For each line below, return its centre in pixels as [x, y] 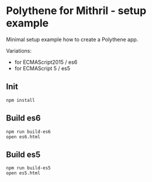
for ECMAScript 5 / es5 [42, 68]
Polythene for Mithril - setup [76, 11]
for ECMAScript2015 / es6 [46, 62]
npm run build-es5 [28, 168]
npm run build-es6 [28, 132]
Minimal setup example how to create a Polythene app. [72, 39]
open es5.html [23, 173]
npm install [20, 100]
